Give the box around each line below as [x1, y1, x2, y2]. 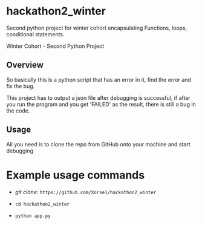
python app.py [15, 213, 51, 219]
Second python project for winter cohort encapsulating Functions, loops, [6, 24, 187, 31]
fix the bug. [6, 82, 35, 90]
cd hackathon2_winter [15, 201, 70, 207]
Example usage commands [6, 168, 145, 182]
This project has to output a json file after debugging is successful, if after [6, 94, 191, 101]
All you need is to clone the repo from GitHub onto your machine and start [6, 140, 191, 148]
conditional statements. [6, 30, 65, 37]
